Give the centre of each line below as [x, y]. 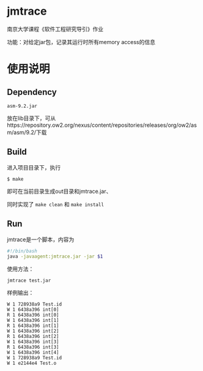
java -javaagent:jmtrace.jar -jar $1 [55, 257]
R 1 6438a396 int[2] [33, 337]
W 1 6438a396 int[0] [33, 310]
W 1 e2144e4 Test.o [32, 363]
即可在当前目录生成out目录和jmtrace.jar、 [59, 191]
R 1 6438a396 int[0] [33, 315]
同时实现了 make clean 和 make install [56, 204]
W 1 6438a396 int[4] [33, 353]
